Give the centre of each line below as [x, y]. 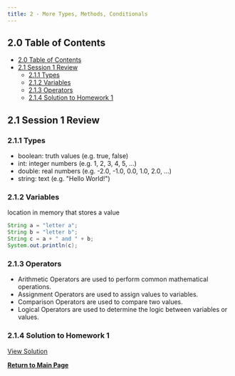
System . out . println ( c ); [43, 246]
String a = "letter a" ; [43, 226]
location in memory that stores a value [63, 213]
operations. [35, 287]
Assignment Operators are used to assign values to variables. [108, 294]
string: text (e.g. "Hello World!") [64, 179]
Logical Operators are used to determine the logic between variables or [122, 310]
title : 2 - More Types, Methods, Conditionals [78, 14]
